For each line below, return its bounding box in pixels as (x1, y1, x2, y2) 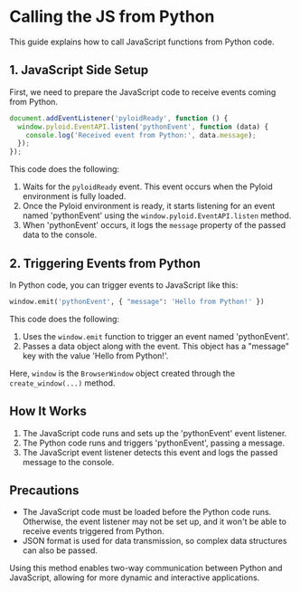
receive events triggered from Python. (22, 526, 164, 537)
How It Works (9, 404, 88, 419)
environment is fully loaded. (22, 191, 127, 202)
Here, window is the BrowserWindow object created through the (9, 368, 236, 378)
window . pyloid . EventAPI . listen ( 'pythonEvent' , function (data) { (17, 122, 269, 131)
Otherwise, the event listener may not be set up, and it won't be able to (22, 516, 287, 527)
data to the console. (22, 229, 98, 241)
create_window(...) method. (9, 377, 116, 388)
